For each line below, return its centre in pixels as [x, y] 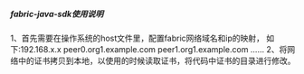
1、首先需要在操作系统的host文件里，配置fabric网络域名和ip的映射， [138, 38]
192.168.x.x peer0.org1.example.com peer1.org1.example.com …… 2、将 [154, 49]
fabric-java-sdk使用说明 [57, 14]
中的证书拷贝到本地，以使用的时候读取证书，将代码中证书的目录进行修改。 [157, 60]
